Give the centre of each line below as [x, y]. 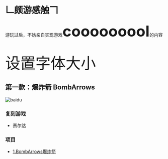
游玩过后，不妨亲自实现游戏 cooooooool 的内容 [84, 31]
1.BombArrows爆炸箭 [34, 151]
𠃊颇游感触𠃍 [32, 10]
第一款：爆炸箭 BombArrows [50, 88]
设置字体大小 [51, 63]
